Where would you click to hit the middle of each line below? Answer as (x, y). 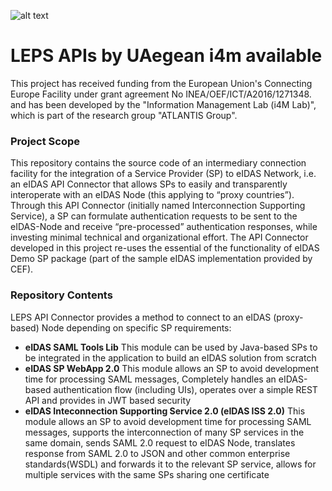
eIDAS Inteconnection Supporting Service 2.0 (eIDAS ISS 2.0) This (165, 411)
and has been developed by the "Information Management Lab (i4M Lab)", (163, 104)
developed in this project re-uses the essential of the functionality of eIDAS (165, 248)
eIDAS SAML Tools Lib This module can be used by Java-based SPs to (171, 347)
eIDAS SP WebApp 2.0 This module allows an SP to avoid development (171, 368)
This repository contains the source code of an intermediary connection (158, 163)
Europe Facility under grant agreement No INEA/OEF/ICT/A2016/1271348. (161, 94)
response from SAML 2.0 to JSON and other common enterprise (157, 453)
